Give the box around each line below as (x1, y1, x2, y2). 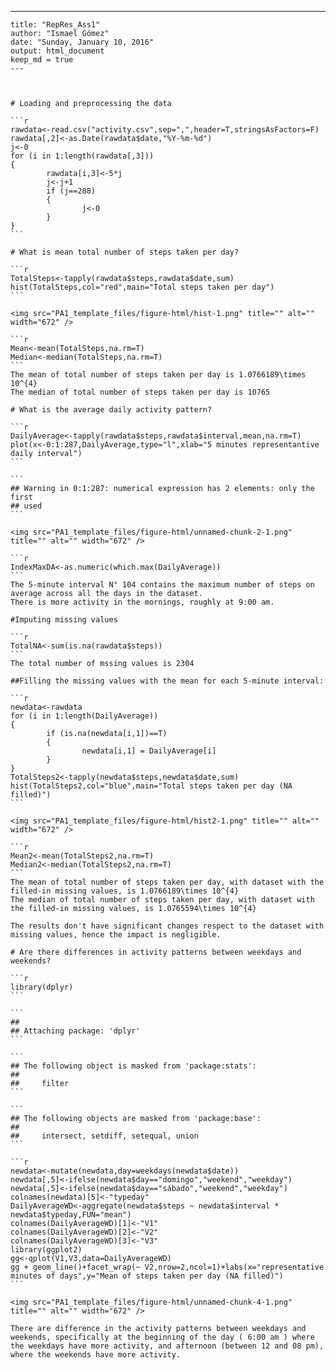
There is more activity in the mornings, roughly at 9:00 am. (10, 597, 275, 607)
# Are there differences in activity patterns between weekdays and (10, 947, 302, 957)
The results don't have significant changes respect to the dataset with (10, 921, 325, 931)
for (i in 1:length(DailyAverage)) (10, 711, 159, 721)
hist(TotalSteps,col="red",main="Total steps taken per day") (10, 282, 275, 292)
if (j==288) (46, 186, 97, 196)
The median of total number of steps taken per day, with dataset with (10, 895, 315, 905)
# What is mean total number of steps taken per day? (10, 247, 240, 257)
